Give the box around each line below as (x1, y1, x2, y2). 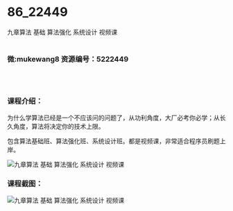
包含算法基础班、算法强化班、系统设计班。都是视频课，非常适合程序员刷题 (7, 136, 220, 145)
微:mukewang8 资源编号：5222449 (7, 54, 129, 64)
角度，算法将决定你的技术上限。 (12, 122, 105, 130)
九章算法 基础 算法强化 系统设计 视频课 (7, 28, 118, 36)
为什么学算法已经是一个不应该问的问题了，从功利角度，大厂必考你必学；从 (7, 113, 220, 122)
